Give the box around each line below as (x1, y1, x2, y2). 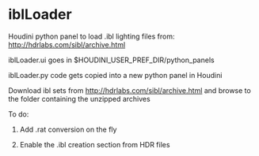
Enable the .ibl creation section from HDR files (19, 139, 170, 149)
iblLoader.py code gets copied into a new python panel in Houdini (8, 70, 223, 80)
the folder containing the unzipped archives (8, 94, 150, 103)
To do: (8, 109, 29, 119)
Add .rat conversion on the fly (19, 124, 117, 134)
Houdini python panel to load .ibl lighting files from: (8, 32, 175, 41)
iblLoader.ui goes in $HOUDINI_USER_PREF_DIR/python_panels (8, 55, 215, 65)
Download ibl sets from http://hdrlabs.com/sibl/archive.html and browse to (8, 85, 251, 95)
